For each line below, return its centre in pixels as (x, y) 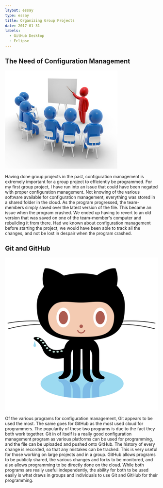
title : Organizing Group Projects (40, 20)
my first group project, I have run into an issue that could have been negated (81, 186)
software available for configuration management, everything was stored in (80, 197)
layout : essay (19, 10)
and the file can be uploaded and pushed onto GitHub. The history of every (80, 444)
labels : (13, 31)
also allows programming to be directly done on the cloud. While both (74, 465)
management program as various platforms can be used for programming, (79, 439)
